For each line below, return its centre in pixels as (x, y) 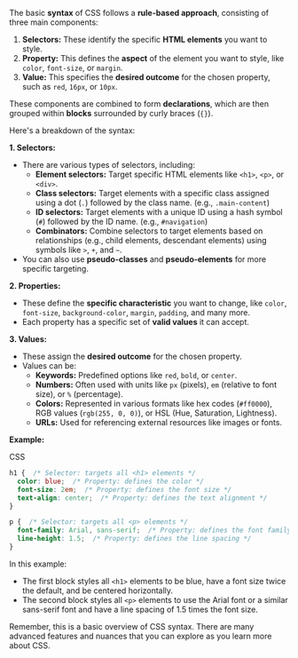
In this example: (38, 564)
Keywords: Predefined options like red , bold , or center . (136, 375)
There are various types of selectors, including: (108, 165)
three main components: (54, 22)
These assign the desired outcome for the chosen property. (132, 356)
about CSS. (30, 645)
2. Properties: (35, 286)
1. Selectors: (32, 147)
